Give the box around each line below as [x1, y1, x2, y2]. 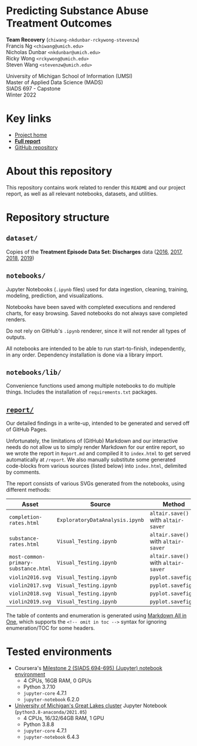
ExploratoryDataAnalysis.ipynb [56, 517, 144, 524]
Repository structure [6, 211, 110, 224]
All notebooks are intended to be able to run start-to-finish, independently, [6, 345, 186, 352]
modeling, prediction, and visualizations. [6, 292, 104, 299]
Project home [14, 131, 47, 138]
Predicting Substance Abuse [6, 4, 149, 18]
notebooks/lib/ [6, 368, 62, 377]
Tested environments [6, 645, 113, 658]
